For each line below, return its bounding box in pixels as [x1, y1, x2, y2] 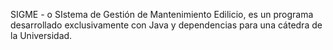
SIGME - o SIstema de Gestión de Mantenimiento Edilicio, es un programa [10, 9, 314, 20]
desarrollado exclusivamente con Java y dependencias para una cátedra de [10, 19, 323, 31]
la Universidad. [10, 30, 73, 41]
